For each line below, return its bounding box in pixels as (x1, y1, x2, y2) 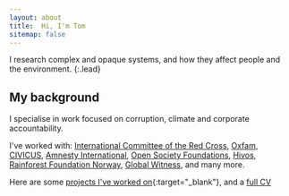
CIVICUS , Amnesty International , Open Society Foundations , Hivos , (9, 149, 257, 161)
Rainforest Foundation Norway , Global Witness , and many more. (9, 159, 245, 170)
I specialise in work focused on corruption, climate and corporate (9, 114, 251, 124)
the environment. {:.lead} (9, 64, 101, 74)
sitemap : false (9, 30, 66, 38)
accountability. (9, 123, 64, 134)
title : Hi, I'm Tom (9, 21, 87, 30)
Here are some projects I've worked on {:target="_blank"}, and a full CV (9, 176, 271, 188)
